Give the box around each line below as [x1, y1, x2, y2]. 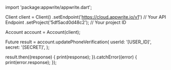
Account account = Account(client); [5, 29, 81, 35]
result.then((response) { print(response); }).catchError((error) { [5, 54, 137, 60]
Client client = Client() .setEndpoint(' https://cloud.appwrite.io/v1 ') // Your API [5, 14, 166, 20]
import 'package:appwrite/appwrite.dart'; [5, 5, 92, 10]
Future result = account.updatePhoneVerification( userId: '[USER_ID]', [5, 39, 152, 45]
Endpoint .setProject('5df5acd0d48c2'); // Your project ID [5, 20, 127, 25]
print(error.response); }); [5, 59, 57, 65]
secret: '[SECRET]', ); [5, 44, 50, 50]
